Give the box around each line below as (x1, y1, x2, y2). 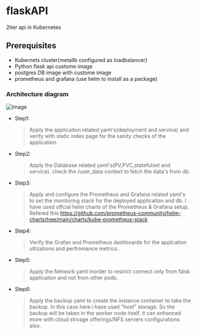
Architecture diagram (6, 90, 69, 98)
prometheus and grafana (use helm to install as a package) (14, 75, 158, 82)
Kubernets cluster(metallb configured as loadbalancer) (14, 56, 148, 63)
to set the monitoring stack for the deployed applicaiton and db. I (29, 197, 186, 204)
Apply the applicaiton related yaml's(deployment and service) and (29, 126, 189, 133)
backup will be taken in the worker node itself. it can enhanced (29, 310, 181, 317)
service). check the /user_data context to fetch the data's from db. (29, 168, 191, 175)
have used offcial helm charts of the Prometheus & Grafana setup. (29, 204, 189, 211)
